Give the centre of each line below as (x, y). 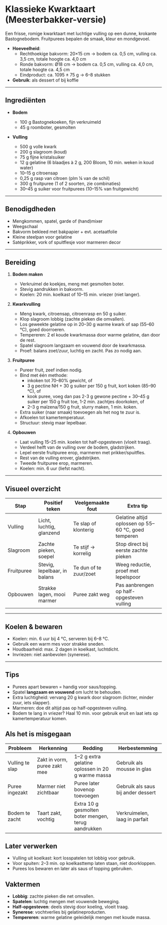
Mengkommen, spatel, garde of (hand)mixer (57, 221)
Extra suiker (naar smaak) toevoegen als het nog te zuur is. (80, 412)
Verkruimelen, (132, 813)
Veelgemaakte (92, 503)
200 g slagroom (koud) (43, 152)
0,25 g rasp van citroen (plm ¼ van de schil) (65, 178)
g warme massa (92, 775)
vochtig (46, 819)
